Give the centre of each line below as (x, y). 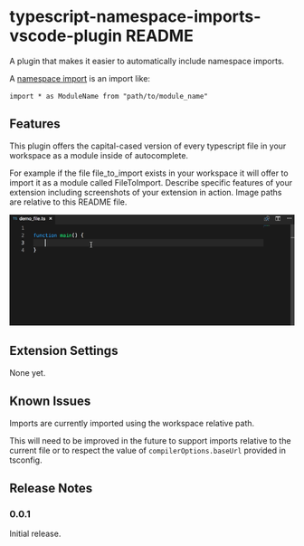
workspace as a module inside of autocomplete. (99, 155)
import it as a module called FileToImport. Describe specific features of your (151, 182)
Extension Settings (64, 351)
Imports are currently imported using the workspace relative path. (132, 423)
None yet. (28, 372)
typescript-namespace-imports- (135, 17)
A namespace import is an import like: (80, 78)
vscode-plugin (66, 36)
